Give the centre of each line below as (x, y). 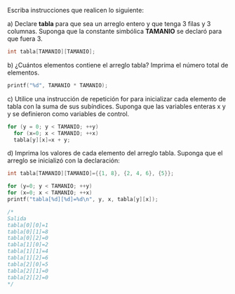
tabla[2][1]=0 (28, 271)
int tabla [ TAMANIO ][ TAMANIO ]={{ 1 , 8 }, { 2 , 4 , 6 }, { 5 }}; (90, 174)
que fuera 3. (25, 39)
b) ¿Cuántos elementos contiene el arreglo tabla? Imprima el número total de (118, 65)
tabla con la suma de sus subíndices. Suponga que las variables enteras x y (116, 106)
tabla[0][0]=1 (28, 225)
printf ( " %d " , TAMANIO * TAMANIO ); (58, 85)
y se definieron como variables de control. (68, 114)
